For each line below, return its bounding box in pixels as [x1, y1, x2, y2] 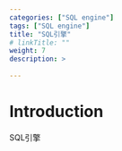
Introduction [9, 102, 104, 122]
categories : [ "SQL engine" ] [9, 13, 115, 22]
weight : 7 [9, 46, 47, 55]
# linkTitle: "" [9, 38, 70, 47]
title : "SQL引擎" [9, 29, 72, 38]
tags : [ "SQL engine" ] [9, 21, 91, 30]
